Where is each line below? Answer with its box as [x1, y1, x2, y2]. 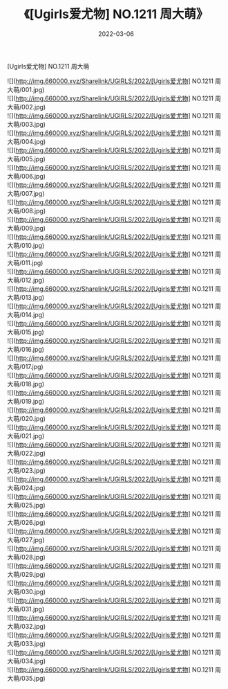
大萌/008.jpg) [7, 206, 46, 215]
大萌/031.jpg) [7, 605, 45, 613]
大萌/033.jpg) [7, 639, 46, 647]
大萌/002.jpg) [7, 102, 46, 111]
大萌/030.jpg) [7, 587, 46, 596]
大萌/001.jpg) [7, 85, 45, 93]
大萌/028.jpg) [7, 553, 46, 561]
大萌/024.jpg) [7, 483, 46, 492]
